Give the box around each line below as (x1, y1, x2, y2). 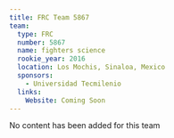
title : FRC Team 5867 (9, 12, 90, 22)
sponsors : (17, 71, 54, 80)
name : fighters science (17, 46, 105, 55)
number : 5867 (17, 37, 66, 47)
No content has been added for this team (9, 120, 161, 131)
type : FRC (17, 29, 54, 38)
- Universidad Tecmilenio (25, 79, 122, 88)
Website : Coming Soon (25, 95, 105, 105)
